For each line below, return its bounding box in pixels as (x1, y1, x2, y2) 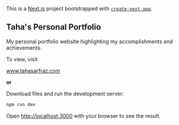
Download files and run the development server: (6, 90, 124, 97)
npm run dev (6, 101, 36, 107)
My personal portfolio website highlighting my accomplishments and (6, 38, 173, 45)
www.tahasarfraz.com (6, 67, 60, 74)
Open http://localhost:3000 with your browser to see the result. (6, 112, 161, 119)
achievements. (6, 44, 42, 51)
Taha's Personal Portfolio (6, 22, 101, 32)
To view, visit (6, 56, 38, 63)
